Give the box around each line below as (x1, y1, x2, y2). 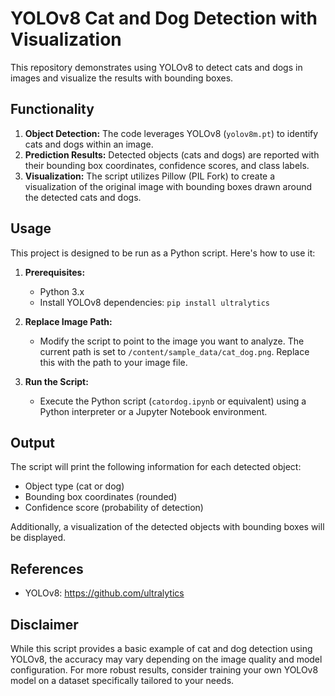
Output (10, 434, 55, 451)
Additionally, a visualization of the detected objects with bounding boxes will (10, 521, 325, 533)
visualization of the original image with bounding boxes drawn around (24, 180, 313, 192)
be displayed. (10, 532, 67, 544)
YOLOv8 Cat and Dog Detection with (10, 7, 318, 30)
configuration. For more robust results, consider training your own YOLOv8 (10, 664, 319, 676)
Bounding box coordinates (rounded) (24, 491, 178, 503)
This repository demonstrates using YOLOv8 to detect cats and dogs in (10, 61, 303, 73)
